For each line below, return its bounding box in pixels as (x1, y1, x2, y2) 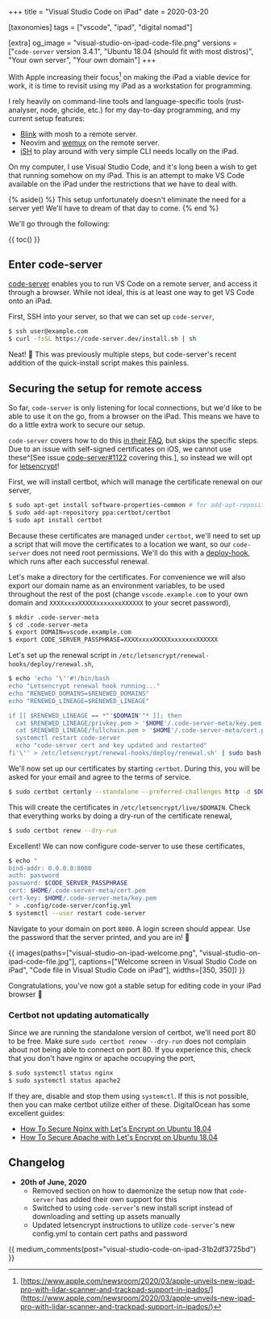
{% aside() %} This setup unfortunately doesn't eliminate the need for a (8, 194, 246, 204)
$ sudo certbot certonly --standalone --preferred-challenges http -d (8, 788, 251, 796)
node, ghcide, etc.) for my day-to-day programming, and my (40, 105, 240, 114)
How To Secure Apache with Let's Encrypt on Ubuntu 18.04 (19, 1132, 218, 1142)
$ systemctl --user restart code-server (8, 909, 147, 917)
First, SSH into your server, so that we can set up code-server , (8, 312, 215, 322)
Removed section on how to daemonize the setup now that (31, 1185, 228, 1196)
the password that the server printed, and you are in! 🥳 (8, 932, 190, 942)
